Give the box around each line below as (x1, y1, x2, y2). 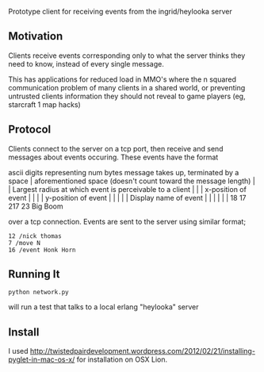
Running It (8, 267, 60, 281)
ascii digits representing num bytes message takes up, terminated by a (8, 167, 239, 177)
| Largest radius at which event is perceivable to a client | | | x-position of (8, 184, 247, 194)
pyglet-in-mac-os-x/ (8, 355, 75, 364)
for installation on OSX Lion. (76, 355, 168, 364)
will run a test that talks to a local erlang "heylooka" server (8, 302, 200, 312)
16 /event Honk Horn (8, 246, 77, 254)
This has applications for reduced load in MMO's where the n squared (8, 75, 236, 84)
